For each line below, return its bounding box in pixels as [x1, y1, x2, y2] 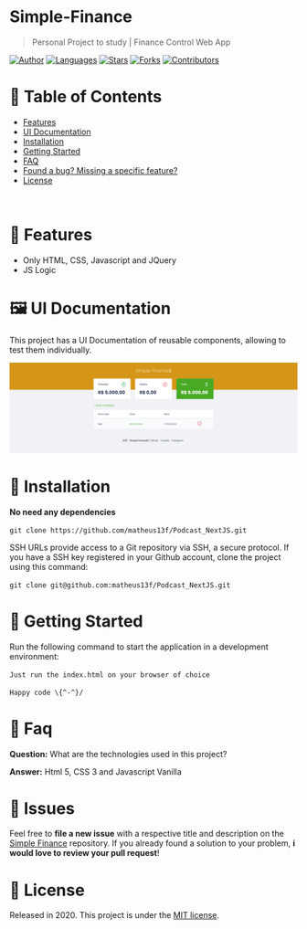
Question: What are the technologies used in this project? [9, 748, 228, 759]
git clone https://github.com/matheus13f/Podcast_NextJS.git [9, 525, 248, 535]
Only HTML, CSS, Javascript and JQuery [22, 254, 176, 266]
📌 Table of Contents [9, 87, 163, 107]
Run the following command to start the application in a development [9, 641, 269, 652]
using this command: [9, 561, 89, 572]
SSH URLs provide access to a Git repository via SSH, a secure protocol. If [9, 542, 290, 553]
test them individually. [9, 344, 92, 355]
